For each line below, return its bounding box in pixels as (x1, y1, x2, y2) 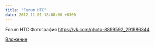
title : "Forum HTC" (5, 7, 47, 13)
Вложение (5, 36, 28, 42)
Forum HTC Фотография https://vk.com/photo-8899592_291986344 (5, 26, 150, 32)
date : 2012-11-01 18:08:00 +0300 (5, 12, 76, 17)
